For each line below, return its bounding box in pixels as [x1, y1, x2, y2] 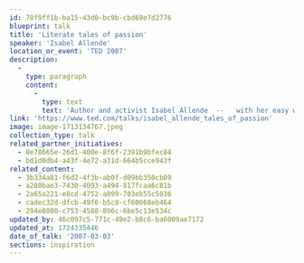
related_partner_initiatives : [9, 139, 124, 148]
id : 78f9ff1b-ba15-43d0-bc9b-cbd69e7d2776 [9, 13, 172, 23]
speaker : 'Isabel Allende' [9, 38, 111, 48]
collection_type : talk [9, 131, 95, 140]
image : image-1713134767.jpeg [9, 123, 124, 132]
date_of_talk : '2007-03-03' [9, 231, 116, 240]
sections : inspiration [9, 240, 95, 249]
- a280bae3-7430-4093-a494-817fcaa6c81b [17, 182, 172, 191]
